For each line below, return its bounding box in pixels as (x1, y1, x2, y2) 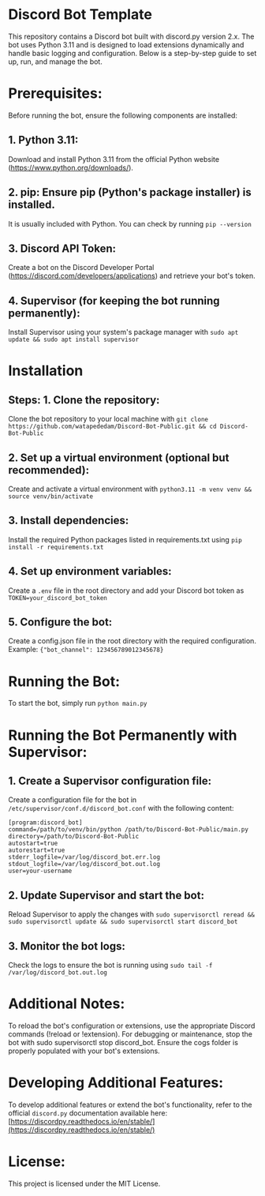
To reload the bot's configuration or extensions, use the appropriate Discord (8, 1021, 256, 1030)
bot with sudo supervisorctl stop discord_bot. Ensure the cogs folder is (8, 1037, 239, 1047)
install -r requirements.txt (8, 543, 104, 551)
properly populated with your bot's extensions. (8, 1046, 160, 1055)
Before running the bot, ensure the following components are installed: (8, 111, 238, 120)
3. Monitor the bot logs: (8, 939, 126, 953)
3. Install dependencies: (8, 514, 129, 527)
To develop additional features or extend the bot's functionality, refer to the (8, 1100, 252, 1109)
